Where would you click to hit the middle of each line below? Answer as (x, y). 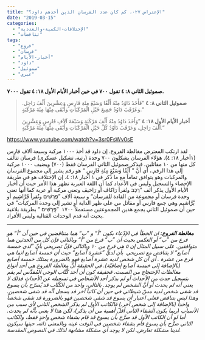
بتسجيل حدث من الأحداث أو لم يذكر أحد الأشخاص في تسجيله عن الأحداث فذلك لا (98, 278)
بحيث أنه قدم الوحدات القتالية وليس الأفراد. (55, 216)
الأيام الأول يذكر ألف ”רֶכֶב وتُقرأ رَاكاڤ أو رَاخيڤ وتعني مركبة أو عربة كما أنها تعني (98, 190)
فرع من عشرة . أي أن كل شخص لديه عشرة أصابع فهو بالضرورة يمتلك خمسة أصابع (100, 259)
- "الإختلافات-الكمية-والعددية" (50, 29)
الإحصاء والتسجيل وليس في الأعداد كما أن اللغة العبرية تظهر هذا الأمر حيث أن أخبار (99, 183)
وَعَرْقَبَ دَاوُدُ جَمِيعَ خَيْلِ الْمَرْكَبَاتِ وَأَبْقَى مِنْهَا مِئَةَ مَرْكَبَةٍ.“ (83, 109)
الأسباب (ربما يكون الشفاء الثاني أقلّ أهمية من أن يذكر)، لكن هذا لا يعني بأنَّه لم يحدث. (102, 311)
